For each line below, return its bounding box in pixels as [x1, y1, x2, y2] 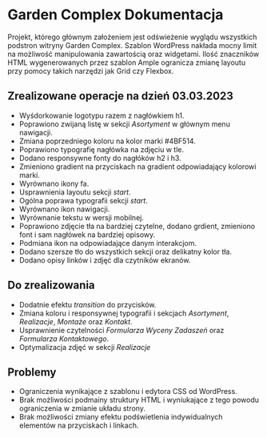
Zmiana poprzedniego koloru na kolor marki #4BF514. [18, 136, 197, 146]
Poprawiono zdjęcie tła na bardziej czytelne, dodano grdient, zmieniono [18, 221, 256, 231]
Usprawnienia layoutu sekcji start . [18, 187, 131, 197]
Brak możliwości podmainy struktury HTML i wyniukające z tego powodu [18, 395, 260, 405]
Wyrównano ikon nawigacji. [18, 204, 110, 214]
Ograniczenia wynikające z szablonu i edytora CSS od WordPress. [18, 387, 237, 396]
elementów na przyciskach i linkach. [18, 420, 139, 430]
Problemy [7, 365, 57, 379]
